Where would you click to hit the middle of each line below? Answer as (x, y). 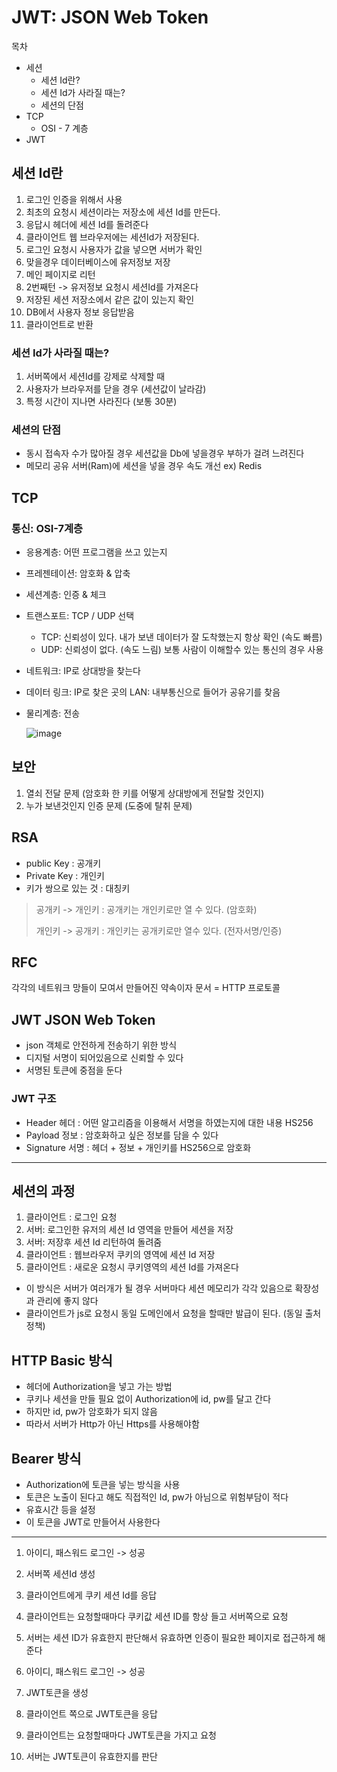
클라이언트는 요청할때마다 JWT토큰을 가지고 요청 (121, 1735)
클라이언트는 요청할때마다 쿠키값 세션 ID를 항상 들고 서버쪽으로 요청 (157, 1617)
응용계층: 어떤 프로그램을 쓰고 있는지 (96, 552)
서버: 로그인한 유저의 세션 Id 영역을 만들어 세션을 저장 (129, 1230)
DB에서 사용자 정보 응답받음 (80, 312)
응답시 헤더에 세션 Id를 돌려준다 (87, 224)
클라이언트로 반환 (59, 324)
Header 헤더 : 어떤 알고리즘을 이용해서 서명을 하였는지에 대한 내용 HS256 (169, 1122)
